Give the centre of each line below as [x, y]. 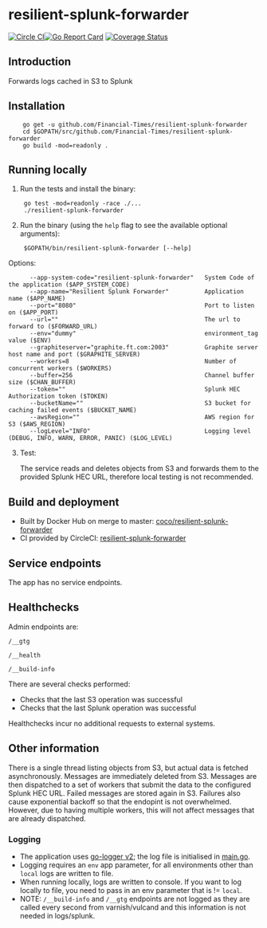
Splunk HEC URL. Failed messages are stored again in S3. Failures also [124, 793]
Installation [37, 106]
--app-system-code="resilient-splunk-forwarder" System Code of [142, 278]
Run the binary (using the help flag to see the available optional [124, 226]
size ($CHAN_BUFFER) [43, 383]
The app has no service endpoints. [65, 582]
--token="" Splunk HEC [135, 389]
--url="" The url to [135, 320]
